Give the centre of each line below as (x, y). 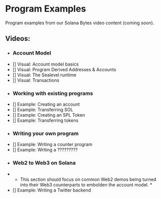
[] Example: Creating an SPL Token (49, 115)
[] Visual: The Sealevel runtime (44, 75)
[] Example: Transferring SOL (43, 110)
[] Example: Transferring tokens (45, 120)
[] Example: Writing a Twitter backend (52, 190)
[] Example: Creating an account (46, 104)
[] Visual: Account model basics (46, 64)
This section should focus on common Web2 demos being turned (88, 179)
